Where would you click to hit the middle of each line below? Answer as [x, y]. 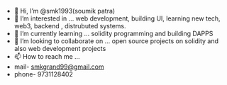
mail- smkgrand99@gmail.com [59, 67]
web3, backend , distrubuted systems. [70, 26]
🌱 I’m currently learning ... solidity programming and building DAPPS [113, 33]
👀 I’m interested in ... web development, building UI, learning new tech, [117, 18]
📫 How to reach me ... [47, 56]
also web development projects [60, 49]
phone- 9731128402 [43, 74]
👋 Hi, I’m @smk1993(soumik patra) [65, 11]
